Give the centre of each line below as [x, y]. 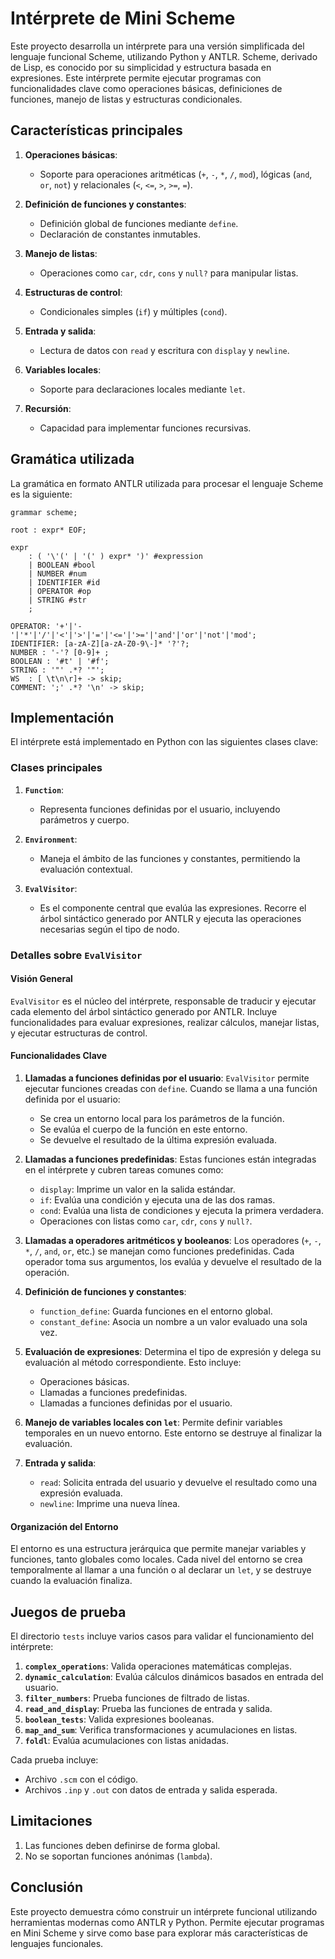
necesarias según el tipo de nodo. [109, 929]
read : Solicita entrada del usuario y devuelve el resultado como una [178, 1482]
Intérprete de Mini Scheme [123, 18]
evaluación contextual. [86, 869]
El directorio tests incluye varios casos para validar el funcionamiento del [162, 1636]
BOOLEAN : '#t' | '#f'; [60, 661]
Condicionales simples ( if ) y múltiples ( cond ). [133, 311]
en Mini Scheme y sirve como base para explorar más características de [159, 1933]
